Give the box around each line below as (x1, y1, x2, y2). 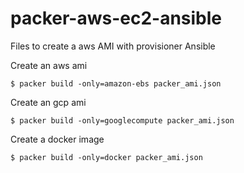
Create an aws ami (10, 59, 88, 71)
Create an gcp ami (10, 96, 87, 108)
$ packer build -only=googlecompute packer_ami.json (10, 115, 235, 126)
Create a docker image (10, 133, 105, 145)
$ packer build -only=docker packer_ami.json (10, 152, 203, 162)
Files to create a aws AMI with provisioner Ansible (10, 40, 216, 52)
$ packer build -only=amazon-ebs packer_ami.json (10, 78, 222, 89)
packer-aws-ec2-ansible (10, 7, 223, 30)
